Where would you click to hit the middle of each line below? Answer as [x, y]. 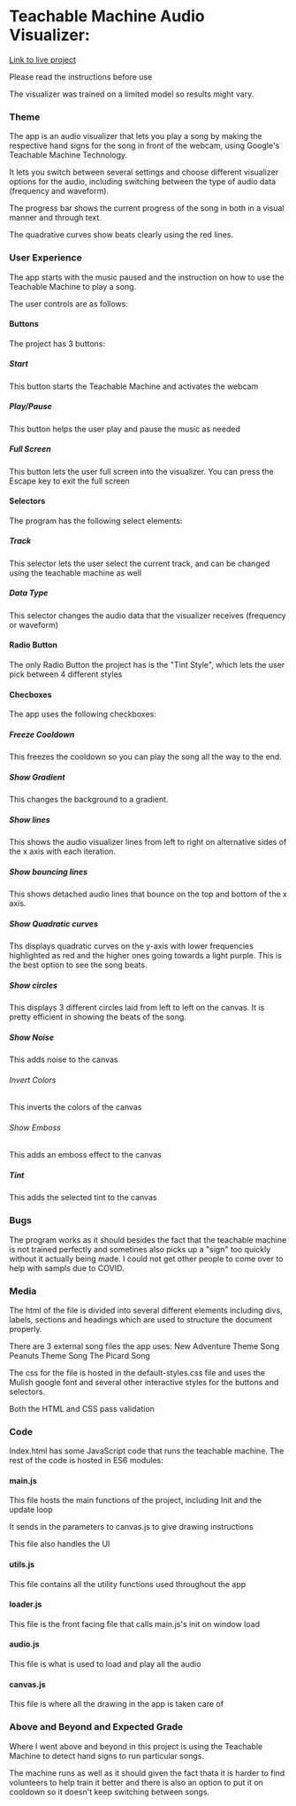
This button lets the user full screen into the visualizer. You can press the [141, 471]
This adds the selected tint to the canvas [83, 1198]
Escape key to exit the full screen [69, 481]
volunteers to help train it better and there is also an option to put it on [136, 1782]
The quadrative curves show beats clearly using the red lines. [121, 235]
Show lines [30, 819]
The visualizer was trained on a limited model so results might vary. [132, 94]
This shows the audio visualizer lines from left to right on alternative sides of [148, 842]
